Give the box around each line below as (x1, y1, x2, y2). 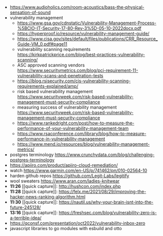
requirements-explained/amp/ (17, 83, 78, 89)
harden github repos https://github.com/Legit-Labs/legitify (9, 173, 130, 178)
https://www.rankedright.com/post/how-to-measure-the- (17, 120, 135, 126)
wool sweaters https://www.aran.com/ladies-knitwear (9, 178, 120, 184)
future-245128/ (9, 204, 41, 210)
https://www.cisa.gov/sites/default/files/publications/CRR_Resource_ (17, 36, 158, 42)
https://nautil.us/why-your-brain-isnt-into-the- (58, 199, 154, 205)
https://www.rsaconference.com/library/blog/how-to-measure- (17, 131, 147, 136)
